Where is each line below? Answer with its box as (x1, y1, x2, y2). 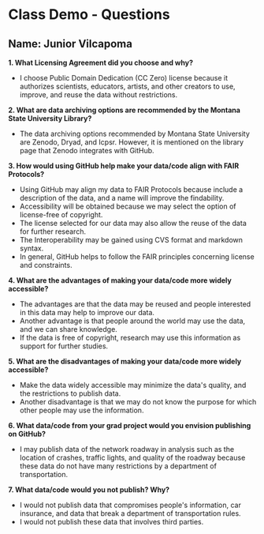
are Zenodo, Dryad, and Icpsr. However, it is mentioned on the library (19, 137, 244, 147)
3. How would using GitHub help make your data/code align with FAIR (8, 161, 240, 171)
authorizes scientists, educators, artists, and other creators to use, (19, 81, 236, 91)
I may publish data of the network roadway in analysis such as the (19, 445, 235, 453)
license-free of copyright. (19, 210, 103, 219)
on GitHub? (8, 429, 46, 438)
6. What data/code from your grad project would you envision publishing (8, 421, 251, 430)
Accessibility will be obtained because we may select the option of (19, 201, 236, 211)
